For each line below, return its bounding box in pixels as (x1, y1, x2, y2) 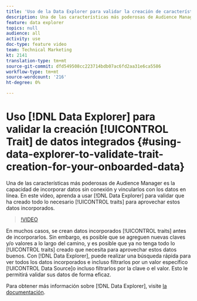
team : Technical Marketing (6, 47, 72, 53)
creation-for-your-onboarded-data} (6, 160, 185, 173)
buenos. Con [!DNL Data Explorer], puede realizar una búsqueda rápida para (6, 252, 191, 259)
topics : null (6, 25, 38, 31)
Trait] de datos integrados (6, 135, 135, 149)
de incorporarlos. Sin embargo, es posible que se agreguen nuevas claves (6, 233, 186, 240)
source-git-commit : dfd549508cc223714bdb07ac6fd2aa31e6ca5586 (6, 63, 161, 69)
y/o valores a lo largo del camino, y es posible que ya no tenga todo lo (6, 239, 175, 247)
